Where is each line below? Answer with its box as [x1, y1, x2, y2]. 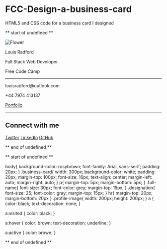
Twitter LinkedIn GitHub [5, 134, 54, 140]
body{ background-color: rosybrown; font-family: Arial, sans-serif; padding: [5, 163, 161, 169]
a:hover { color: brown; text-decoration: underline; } [5, 220, 111, 226]
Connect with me [5, 121, 60, 130]
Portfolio [5, 102, 23, 108]
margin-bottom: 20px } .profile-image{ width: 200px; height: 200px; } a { [5, 195, 154, 201]
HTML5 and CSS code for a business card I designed [5, 20, 114, 26]
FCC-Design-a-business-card [5, 3, 132, 15]
